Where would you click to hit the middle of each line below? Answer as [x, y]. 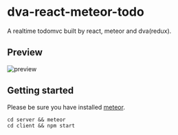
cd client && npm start [41, 125]
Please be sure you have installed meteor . [66, 107]
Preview [25, 52]
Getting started [41, 91]
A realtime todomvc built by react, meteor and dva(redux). [89, 31]
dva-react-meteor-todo [76, 12]
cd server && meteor [37, 120]
